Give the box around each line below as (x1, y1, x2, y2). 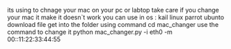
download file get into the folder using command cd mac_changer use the (7, 21, 219, 28)
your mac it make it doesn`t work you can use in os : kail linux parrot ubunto (7, 13, 225, 21)
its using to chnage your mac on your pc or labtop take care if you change (7, 6, 219, 14)
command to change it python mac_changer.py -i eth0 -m (7, 28, 173, 36)
